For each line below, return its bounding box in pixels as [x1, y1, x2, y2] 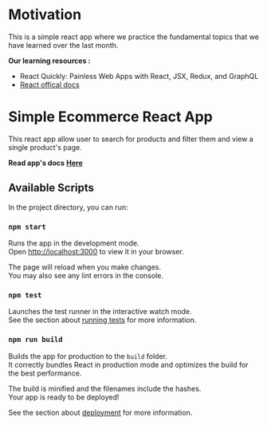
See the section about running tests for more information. [8, 315, 197, 325]
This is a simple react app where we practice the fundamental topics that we [8, 32, 259, 41]
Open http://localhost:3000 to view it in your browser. [8, 246, 185, 256]
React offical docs [19, 80, 80, 89]
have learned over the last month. [8, 40, 119, 49]
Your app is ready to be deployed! [8, 392, 120, 402]
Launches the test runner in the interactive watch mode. [8, 307, 193, 317]
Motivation [8, 6, 82, 24]
